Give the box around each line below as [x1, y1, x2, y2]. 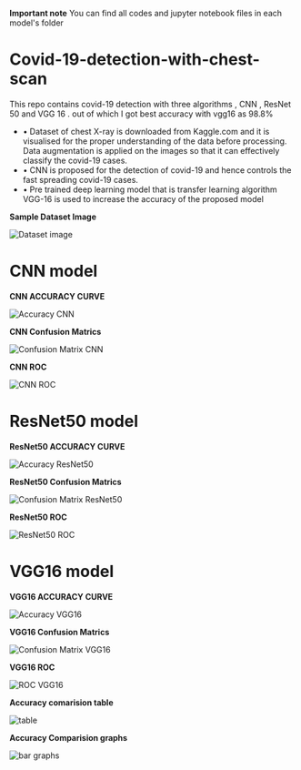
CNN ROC [9, 361, 47, 372]
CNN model [9, 261, 98, 281]
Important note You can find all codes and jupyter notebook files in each [9, 8, 283, 18]
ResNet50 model [9, 411, 139, 431]
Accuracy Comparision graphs [9, 732, 128, 743]
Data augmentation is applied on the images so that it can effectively [22, 145, 280, 156]
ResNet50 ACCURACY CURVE [9, 441, 125, 451]
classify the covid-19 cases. [22, 155, 127, 166]
